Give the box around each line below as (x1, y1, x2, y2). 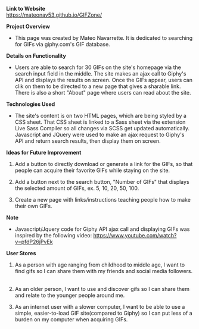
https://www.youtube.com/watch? (93, 232, 177, 239)
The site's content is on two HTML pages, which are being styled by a (14, 112, 186, 119)
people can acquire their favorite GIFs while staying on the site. (14, 167, 170, 174)
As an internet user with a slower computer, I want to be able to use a (14, 303, 185, 310)
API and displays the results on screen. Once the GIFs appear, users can (14, 77, 192, 83)
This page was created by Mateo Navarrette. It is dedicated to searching (14, 35, 193, 41)
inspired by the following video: (14, 232, 92, 239)
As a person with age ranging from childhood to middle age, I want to (14, 261, 185, 268)
